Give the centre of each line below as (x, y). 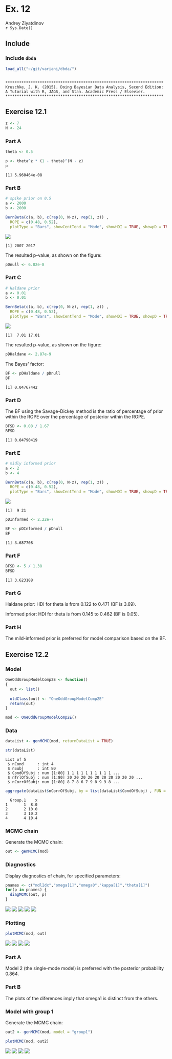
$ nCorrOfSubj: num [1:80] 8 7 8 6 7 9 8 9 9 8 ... (64, 782)
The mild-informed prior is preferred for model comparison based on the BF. (86, 638)
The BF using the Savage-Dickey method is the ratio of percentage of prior (84, 411)
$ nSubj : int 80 (32, 769)
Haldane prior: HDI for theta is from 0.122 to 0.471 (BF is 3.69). (71, 604)
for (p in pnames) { (26, 890)
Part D (13, 400)
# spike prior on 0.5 (28, 198)
